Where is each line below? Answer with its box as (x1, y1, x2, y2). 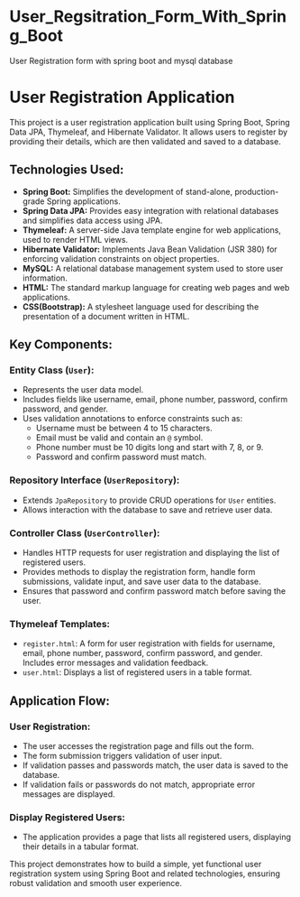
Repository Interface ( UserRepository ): (9, 474, 180, 486)
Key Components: (9, 337, 113, 353)
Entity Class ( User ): (9, 364, 95, 376)
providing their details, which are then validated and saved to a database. (9, 135, 281, 146)
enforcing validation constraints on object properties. (22, 253, 220, 264)
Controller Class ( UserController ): (9, 526, 160, 539)
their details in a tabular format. (22, 841, 140, 852)
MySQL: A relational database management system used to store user (22, 263, 284, 273)
